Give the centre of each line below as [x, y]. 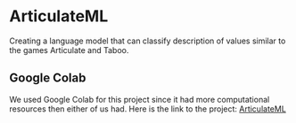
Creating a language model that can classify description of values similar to [148, 41]
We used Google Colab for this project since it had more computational [140, 99]
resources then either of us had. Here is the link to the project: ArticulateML [148, 109]
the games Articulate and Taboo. [69, 50]
